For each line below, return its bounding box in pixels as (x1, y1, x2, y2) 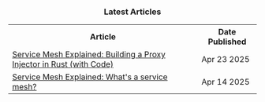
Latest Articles (103, 6, 162, 17)
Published (207, 36, 247, 47)
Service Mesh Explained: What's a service (12, 71, 168, 82)
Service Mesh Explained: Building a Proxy (12, 49, 166, 60)
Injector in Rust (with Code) (12, 59, 114, 70)
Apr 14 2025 (200, 77, 250, 88)
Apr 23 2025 (200, 54, 250, 65)
